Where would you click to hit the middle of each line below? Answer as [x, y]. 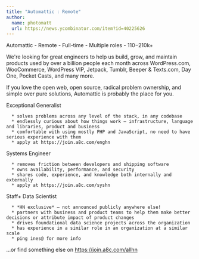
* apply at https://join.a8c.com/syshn [61, 186]
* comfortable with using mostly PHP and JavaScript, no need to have [101, 132]
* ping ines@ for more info [46, 239]
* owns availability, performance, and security [73, 170]
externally [20, 180]
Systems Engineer [28, 153]
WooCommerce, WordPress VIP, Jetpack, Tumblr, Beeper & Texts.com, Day [99, 70]
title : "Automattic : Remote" [44, 12]
